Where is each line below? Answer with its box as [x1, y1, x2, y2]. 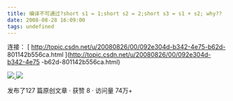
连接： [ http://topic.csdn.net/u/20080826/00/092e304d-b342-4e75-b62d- [7, 43, 226, 51]
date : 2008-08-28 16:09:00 [7, 17, 86, 24]
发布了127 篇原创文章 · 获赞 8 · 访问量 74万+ [7, 86, 133, 95]
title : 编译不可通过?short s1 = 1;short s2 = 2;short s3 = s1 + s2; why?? [7, 10, 223, 17]
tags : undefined [7, 23, 54, 30]
